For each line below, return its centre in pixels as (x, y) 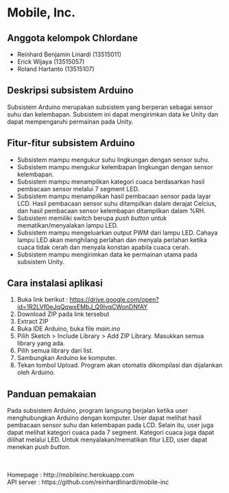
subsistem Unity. (41, 261)
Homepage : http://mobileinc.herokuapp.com (71, 475)
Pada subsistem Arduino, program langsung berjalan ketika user (98, 411)
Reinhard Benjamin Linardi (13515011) (69, 54)
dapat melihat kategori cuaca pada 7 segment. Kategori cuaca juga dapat (111, 433)
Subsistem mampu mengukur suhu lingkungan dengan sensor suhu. (113, 160)
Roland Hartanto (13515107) (56, 69)
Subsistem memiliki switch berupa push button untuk (92, 218)
